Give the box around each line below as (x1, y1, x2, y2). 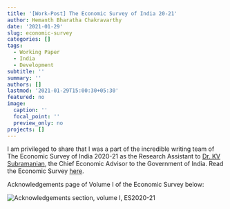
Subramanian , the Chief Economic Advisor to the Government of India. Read (7, 160, 224, 168)
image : (7, 100, 26, 107)
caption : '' (13, 107, 48, 113)
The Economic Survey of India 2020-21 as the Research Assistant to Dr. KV (7, 152, 221, 161)
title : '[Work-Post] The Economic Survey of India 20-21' (7, 10, 178, 17)
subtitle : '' (7, 68, 45, 75)
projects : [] (7, 126, 45, 133)
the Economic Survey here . (7, 167, 84, 175)
